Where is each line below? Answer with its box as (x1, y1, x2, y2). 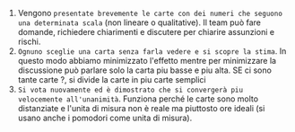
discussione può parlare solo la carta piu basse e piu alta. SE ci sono (17, 65, 272, 75)
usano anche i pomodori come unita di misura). (17, 112, 193, 123)
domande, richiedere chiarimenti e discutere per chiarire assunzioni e (17, 27, 275, 37)
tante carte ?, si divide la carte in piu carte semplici (17, 75, 206, 84)
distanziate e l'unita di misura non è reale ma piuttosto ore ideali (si (17, 103, 265, 113)
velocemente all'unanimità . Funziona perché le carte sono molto (17, 93, 258, 104)
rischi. (17, 36, 41, 47)
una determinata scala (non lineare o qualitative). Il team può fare (17, 17, 262, 28)
